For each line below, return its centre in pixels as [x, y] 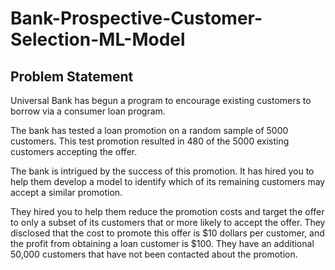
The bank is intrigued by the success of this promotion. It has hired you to [162, 171]
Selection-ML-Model [98, 39]
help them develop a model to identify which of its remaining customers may [168, 181]
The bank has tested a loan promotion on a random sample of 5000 [149, 130]
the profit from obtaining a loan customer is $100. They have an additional [162, 243]
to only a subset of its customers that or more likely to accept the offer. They [168, 222]
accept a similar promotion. [66, 192]
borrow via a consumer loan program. [88, 111]
